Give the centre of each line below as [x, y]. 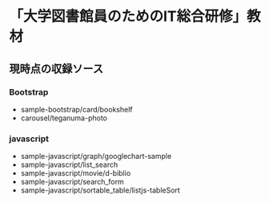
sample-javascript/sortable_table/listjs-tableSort [100, 190]
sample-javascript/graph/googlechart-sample [96, 156]
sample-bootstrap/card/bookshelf [76, 109]
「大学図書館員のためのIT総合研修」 [128, 16]
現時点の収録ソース [56, 69]
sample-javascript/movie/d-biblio [76, 173]
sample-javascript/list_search [69, 164]
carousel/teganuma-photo [64, 118]
